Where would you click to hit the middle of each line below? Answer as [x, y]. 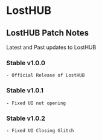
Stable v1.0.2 [26, 118]
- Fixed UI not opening [36, 103]
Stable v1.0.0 [26, 63]
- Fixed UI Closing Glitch [40, 130]
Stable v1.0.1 [25, 91]
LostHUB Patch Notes [48, 33]
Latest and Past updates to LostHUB [51, 47]
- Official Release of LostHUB [46, 75]
